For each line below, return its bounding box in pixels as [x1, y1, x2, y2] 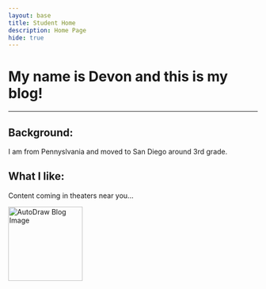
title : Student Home [8, 19, 77, 27]
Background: [8, 126, 74, 139]
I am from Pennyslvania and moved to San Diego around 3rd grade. [8, 147, 228, 156]
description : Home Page [8, 26, 87, 34]
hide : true [8, 33, 44, 42]
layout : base [8, 11, 51, 20]
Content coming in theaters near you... [8, 191, 134, 200]
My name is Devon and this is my [8, 68, 228, 86]
